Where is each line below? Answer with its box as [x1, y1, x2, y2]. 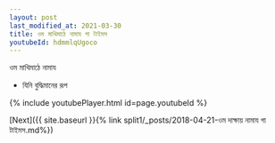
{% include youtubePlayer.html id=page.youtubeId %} [9, 98, 208, 108]
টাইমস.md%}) [9, 125, 54, 136]
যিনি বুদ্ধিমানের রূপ [21, 80, 68, 91]
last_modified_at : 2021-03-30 [9, 21, 122, 30]
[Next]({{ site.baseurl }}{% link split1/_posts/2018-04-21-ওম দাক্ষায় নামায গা [9, 115, 266, 125]
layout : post [9, 12, 58, 22]
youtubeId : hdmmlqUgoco [9, 37, 98, 47]
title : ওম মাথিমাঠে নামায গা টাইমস [9, 29, 108, 38]
